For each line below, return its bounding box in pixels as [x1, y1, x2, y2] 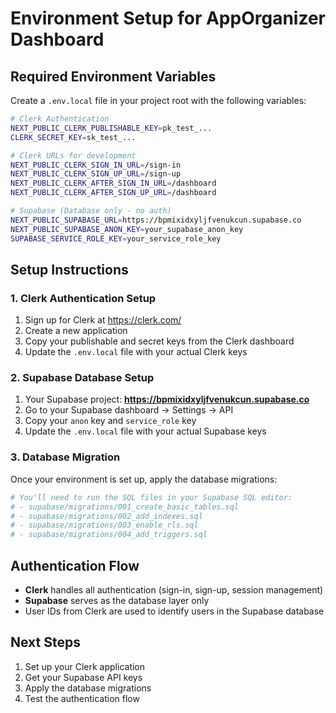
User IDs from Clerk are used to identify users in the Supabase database [24, 605, 325, 617]
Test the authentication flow [24, 692, 140, 704]
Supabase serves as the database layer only [24, 594, 210, 606]
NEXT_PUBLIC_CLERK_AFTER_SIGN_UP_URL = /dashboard [10, 188, 217, 198]
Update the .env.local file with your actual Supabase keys [24, 425, 267, 437]
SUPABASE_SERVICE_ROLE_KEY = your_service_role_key [10, 233, 222, 244]
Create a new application [24, 325, 128, 337]
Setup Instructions [10, 261, 129, 278]
